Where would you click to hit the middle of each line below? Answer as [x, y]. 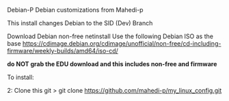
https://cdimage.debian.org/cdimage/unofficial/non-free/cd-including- [122, 43]
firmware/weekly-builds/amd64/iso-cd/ [63, 51]
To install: [21, 77]
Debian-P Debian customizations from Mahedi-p [75, 10]
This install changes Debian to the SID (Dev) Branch [80, 23]
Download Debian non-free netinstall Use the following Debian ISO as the [110, 36]
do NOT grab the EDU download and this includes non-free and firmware [112, 64]
